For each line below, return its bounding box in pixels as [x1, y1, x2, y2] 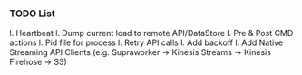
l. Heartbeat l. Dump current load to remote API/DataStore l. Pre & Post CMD [9, 28, 294, 39]
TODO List [9, 7, 56, 20]
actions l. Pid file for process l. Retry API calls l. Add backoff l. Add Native [9, 37, 284, 48]
